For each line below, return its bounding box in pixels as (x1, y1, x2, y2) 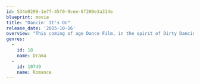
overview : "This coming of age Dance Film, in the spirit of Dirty (6, 31, 177, 37)
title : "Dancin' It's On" (6, 20, 70, 25)
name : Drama (17, 53, 46, 59)
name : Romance (17, 69, 52, 75)
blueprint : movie (6, 14, 49, 20)
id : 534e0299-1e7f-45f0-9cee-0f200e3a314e (6, 8, 113, 15)
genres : (6, 36, 26, 42)
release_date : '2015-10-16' (6, 25, 76, 31)
